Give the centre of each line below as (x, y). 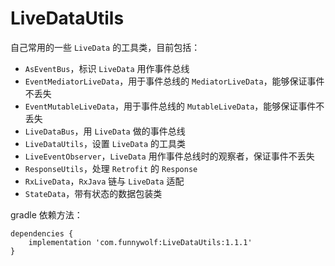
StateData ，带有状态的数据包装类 (93, 193)
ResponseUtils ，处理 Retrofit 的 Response (111, 168)
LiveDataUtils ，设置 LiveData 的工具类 (105, 143)
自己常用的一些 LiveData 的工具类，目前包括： (105, 47)
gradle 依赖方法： (46, 214)
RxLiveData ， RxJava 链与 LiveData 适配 (104, 181)
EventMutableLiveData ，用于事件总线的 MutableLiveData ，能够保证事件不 (174, 106)
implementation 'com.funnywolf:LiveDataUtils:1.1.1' (140, 242)
